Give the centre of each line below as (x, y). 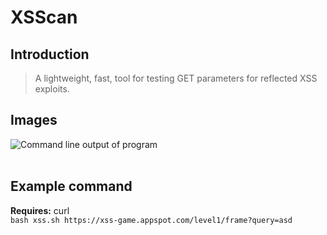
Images (34, 120)
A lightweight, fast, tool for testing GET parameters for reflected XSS (176, 78)
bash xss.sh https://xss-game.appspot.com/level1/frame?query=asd (151, 220)
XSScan (44, 17)
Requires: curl (40, 210)
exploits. (52, 89)
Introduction (50, 54)
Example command (71, 186)
